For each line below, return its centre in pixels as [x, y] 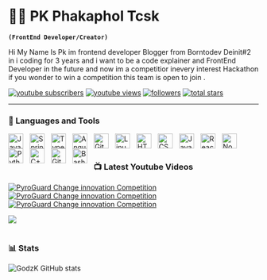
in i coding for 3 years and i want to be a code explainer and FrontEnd [122, 60]
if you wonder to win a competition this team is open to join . [107, 77]
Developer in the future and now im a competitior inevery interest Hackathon [133, 69]
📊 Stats [24, 247]
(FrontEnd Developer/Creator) [58, 37]
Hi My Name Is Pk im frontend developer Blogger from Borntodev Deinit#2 [130, 52]
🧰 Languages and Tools [54, 121]
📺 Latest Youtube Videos [143, 167]
